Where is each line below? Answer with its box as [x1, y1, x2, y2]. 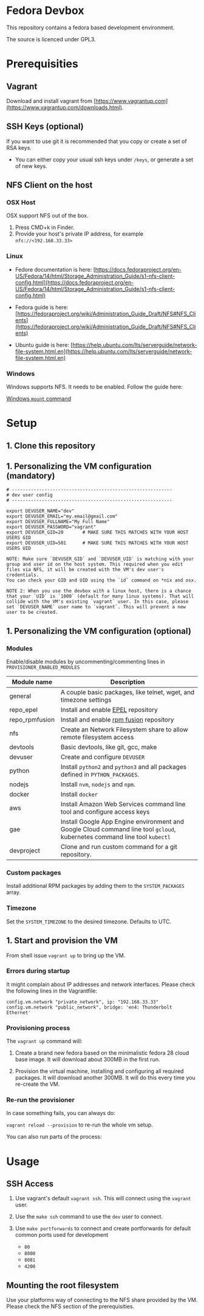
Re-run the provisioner [6, 1096, 75, 1104]
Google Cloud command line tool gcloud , [60, 825, 176, 834]
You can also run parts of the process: [6, 1133, 102, 1141]
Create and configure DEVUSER [60, 753, 145, 761]
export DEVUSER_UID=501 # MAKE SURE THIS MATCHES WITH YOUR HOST [6, 540, 189, 546]
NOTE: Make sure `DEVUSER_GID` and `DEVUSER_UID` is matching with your [6, 556, 194, 562]
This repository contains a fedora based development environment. [6, 24, 175, 31]
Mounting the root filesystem [6, 1280, 119, 1290]
